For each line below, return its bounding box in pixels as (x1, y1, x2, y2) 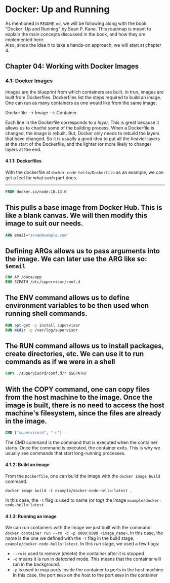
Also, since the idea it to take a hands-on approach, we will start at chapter (5, 42, 162, 48)
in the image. (5, 416, 47, 425)
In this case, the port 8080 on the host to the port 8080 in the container (12, 572, 158, 578)
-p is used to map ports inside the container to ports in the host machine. (12, 567, 165, 573)
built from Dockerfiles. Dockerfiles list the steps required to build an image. (5, 94, 162, 100)
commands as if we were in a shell (5, 357, 115, 366)
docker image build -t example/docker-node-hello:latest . (5, 489, 133, 494)
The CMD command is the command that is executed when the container (5, 439, 158, 445)
